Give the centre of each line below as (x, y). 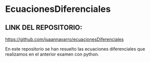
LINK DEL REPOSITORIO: (44, 28)
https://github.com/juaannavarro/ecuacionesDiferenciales (65, 39)
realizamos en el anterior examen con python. (52, 54)
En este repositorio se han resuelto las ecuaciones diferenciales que (75, 49)
